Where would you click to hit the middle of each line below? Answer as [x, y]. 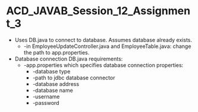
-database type [51, 71]
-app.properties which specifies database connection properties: [103, 65]
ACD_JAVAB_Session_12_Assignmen [98, 11]
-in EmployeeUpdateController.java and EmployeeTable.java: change [107, 46]
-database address [56, 84]
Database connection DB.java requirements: [69, 59]
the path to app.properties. [56, 52]
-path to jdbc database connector [74, 78]
